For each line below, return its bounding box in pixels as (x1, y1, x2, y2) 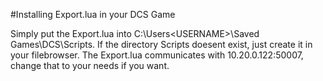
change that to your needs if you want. (10, 60, 170, 71)
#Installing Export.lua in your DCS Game (10, 9, 176, 20)
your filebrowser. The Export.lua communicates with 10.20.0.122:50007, (10, 49, 304, 61)
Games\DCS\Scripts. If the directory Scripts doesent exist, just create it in (10, 39, 313, 50)
